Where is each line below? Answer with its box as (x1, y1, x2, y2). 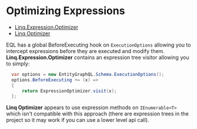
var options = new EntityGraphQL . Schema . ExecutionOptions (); (11, 71, 165, 77)
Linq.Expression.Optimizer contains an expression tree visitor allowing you (6, 54, 189, 61)
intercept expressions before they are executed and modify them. (6, 47, 165, 54)
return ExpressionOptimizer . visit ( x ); (21, 88, 117, 94)
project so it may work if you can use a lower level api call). (6, 117, 149, 124)
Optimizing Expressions (6, 4, 125, 18)
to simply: (6, 60, 30, 67)
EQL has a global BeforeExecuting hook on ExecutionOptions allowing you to (6, 41, 191, 48)
